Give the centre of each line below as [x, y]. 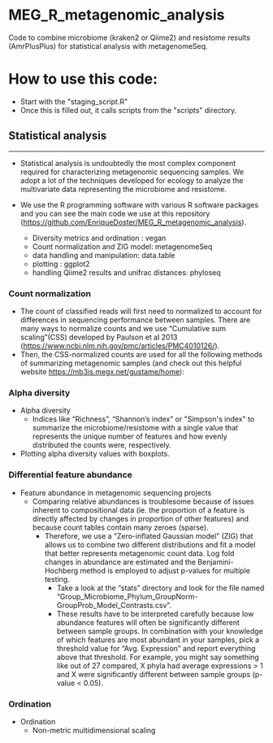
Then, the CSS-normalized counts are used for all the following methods [141, 354]
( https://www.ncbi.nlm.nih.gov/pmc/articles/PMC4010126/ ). [120, 345]
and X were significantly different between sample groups [154, 674]
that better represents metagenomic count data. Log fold [139, 553]
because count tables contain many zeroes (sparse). [120, 527]
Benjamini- [216, 562]
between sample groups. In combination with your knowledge [160, 631]
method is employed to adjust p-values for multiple [165, 570]
